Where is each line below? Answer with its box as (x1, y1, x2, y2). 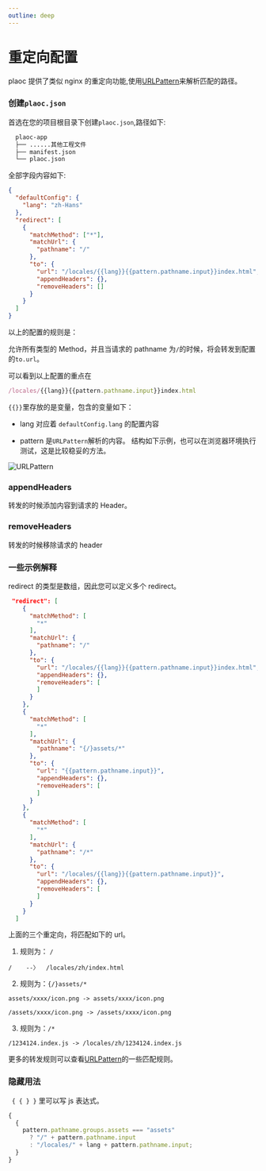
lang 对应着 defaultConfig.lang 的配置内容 (19, 418, 160, 429)
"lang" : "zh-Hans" (22, 202, 83, 210)
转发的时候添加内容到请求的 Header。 (8, 501, 132, 510)
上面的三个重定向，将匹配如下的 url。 (8, 930, 131, 939)
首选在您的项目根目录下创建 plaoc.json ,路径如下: (8, 117, 166, 127)
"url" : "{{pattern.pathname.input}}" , (36, 767, 165, 775)
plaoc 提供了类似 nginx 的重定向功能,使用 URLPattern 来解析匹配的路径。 (8, 76, 242, 86)
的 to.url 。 (8, 354, 44, 364)
